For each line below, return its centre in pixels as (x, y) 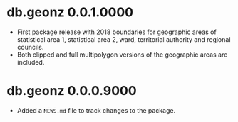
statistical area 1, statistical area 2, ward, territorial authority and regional (124, 39)
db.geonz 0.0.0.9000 (72, 91)
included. (31, 62)
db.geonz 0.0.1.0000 (70, 12)
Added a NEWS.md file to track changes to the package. (96, 110)
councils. (30, 47)
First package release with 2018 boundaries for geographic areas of (117, 32)
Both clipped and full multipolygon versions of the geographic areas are (122, 55)
